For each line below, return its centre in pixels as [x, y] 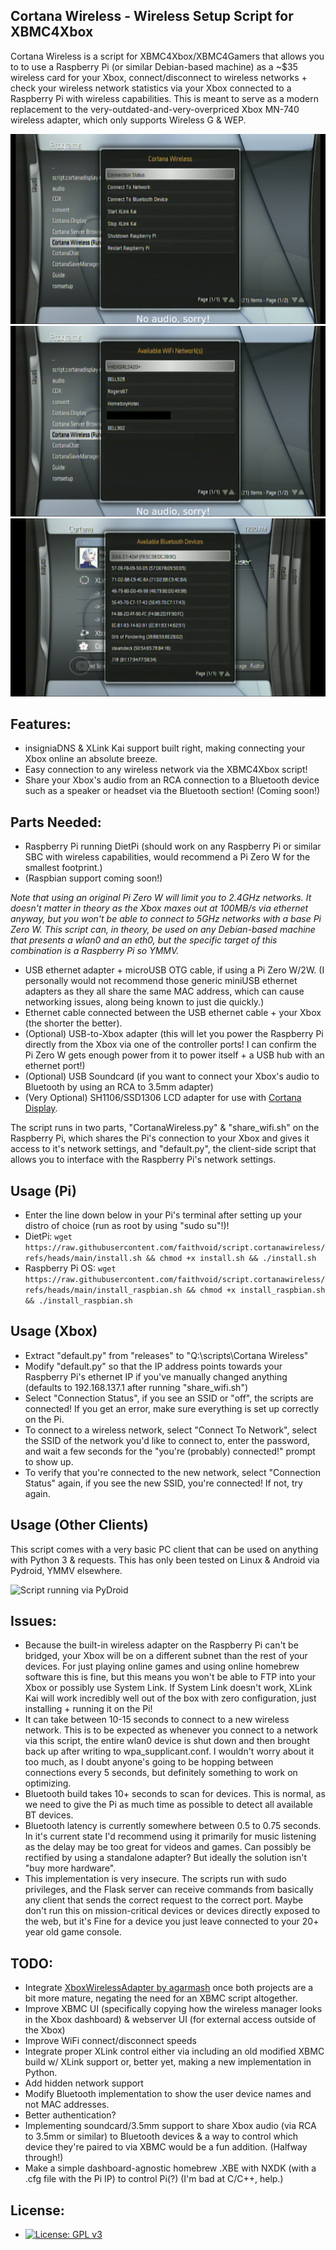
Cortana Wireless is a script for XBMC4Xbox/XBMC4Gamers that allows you [167, 56]
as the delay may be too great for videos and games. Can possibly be [168, 1847]
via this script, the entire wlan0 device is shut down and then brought [167, 1741]
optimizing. [48, 1783]
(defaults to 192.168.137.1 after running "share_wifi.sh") [136, 1387]
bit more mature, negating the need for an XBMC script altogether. [161, 1998]
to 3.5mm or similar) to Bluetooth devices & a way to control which [161, 2136]
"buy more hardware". [70, 1868]
